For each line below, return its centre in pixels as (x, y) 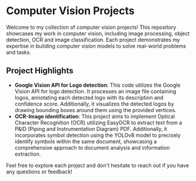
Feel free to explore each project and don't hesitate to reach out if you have (98, 165)
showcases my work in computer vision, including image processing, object (98, 33)
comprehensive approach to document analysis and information (92, 147)
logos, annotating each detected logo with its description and (89, 97)
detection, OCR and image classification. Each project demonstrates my (93, 40)
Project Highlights (40, 71)
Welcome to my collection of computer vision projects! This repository (91, 27)
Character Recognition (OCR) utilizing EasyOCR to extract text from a (98, 123)
